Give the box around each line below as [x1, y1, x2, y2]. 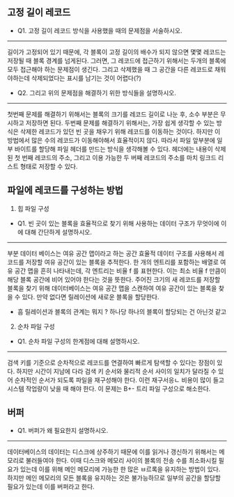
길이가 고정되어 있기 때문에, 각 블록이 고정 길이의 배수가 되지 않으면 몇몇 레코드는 [7, 47, 226, 56]
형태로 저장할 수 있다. [19, 162, 78, 171]
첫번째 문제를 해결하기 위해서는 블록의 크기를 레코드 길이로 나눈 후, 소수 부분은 [7, 110, 219, 118]
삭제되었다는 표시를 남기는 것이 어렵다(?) [31, 74, 141, 82]
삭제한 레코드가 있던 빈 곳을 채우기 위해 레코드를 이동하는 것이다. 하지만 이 [19, 127, 221, 136]
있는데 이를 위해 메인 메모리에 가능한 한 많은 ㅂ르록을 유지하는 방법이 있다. [19, 465, 221, 473]
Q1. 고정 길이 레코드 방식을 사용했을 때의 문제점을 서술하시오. [17, 26, 182, 35]
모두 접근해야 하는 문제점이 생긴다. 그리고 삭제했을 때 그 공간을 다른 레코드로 [7, 65, 214, 73]
